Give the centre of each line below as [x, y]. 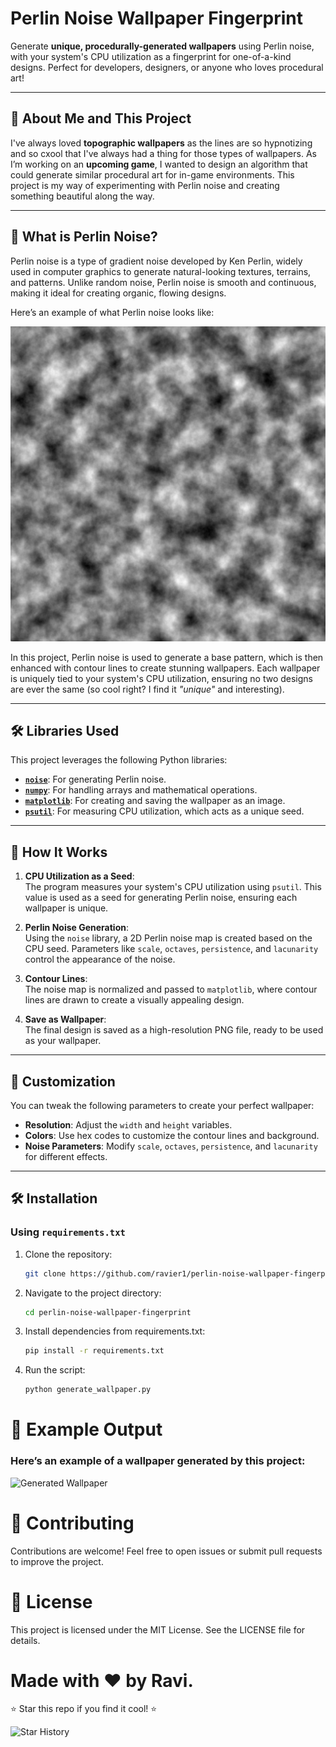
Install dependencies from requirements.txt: [115, 1331]
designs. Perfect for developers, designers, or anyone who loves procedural [167, 67]
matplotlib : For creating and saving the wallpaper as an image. [155, 801]
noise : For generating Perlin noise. [95, 779]
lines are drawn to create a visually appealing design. [134, 1000]
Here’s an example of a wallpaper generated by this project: [158, 1461]
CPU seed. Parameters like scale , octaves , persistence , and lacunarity [171, 949]
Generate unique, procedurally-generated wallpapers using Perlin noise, [162, 46]
